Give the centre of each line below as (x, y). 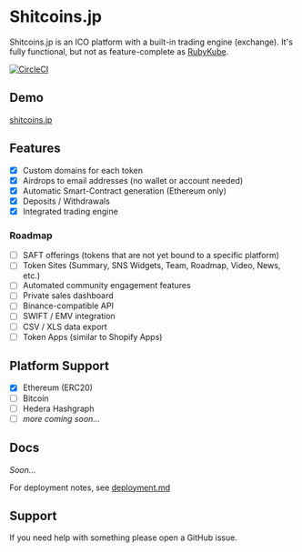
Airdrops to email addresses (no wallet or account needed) (133, 180)
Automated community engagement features (106, 286)
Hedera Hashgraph (58, 408)
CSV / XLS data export (65, 326)
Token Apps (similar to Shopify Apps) (92, 336)
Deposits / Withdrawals (66, 201)
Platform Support (59, 366)
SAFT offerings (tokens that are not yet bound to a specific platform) (151, 256)
